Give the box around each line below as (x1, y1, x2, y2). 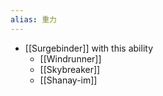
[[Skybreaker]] (39, 63, 101, 75)
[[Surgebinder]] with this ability (24, 42, 153, 54)
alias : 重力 (10, 14, 57, 25)
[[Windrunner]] (39, 52, 102, 65)
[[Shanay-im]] (39, 74, 98, 86)
